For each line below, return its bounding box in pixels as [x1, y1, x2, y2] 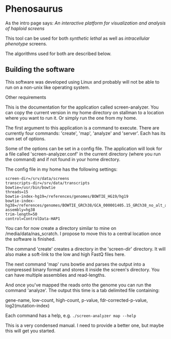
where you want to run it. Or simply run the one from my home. [5, 115, 137, 121]
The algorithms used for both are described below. [5, 50, 112, 57]
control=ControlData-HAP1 [5, 216, 60, 221]
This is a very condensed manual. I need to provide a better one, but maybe [5, 322, 164, 328]
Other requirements [5, 94, 47, 100]
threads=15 [5, 189, 28, 194]
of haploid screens [5, 25, 45, 31]
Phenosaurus [5, 3, 63, 15]
